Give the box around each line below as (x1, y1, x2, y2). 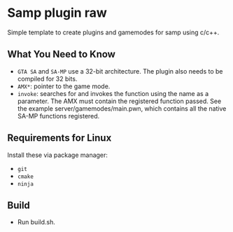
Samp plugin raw (7, 5, 107, 21)
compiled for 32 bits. (17, 74, 78, 83)
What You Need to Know (7, 48, 115, 60)
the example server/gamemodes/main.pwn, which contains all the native (17, 104, 227, 113)
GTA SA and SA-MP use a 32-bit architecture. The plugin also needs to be (17, 67, 223, 75)
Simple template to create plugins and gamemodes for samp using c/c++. (7, 28, 220, 36)
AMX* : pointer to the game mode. (17, 82, 111, 90)
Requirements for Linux (7, 132, 112, 144)
